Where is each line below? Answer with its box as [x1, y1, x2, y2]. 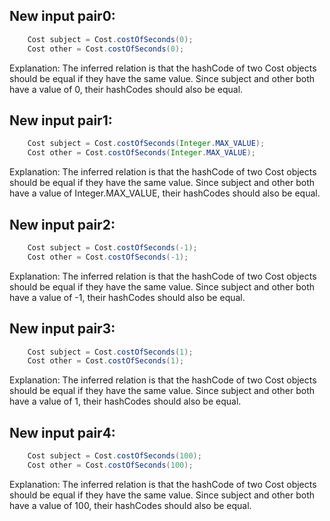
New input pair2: [9, 216, 116, 233]
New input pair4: [9, 424, 116, 441]
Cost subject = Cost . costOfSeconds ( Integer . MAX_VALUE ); [27, 139, 266, 149]
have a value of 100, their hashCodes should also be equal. [9, 499, 252, 511]
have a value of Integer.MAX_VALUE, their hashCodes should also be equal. [9, 187, 321, 199]
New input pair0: [9, 8, 116, 25]
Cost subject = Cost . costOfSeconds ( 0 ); [27, 34, 194, 44]
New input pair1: [9, 112, 113, 129]
